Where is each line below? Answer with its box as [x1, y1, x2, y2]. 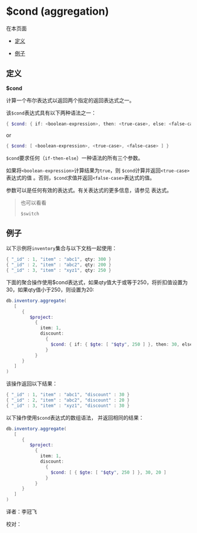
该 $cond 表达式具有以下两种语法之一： [6, 109, 97, 116]
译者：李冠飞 [6, 508, 37, 515]
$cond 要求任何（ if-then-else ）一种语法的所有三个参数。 [6, 154, 144, 161]
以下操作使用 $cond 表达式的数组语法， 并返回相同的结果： [6, 414, 144, 421]
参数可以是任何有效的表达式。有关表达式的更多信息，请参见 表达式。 [6, 187, 172, 194]
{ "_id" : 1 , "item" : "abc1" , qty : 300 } [6, 257, 111, 262]
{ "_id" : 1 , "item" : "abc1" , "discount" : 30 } [6, 392, 130, 398]
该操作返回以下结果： [6, 380, 57, 387]
